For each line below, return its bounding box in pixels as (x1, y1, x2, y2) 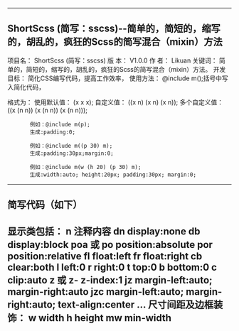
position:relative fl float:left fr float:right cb (7, 250, 203, 262)
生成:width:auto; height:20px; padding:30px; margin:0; (29, 171, 197, 178)
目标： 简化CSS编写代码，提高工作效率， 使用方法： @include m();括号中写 (7, 74, 229, 82)
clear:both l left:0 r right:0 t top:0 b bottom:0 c (7, 261, 217, 273)
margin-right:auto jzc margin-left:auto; (7, 286, 184, 298)
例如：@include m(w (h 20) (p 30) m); (29, 163, 142, 170)
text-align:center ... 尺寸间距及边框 (58, 298, 214, 310)
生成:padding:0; (29, 129, 76, 136)
